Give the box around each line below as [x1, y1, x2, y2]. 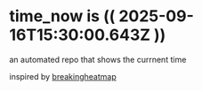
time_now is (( [9, 6, 116, 27]
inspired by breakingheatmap [9, 71, 117, 81]
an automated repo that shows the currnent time [9, 54, 187, 64]
